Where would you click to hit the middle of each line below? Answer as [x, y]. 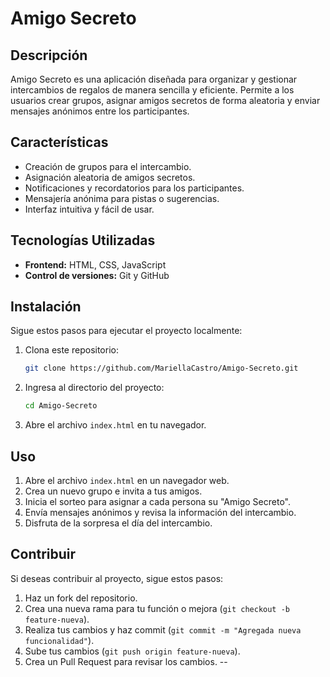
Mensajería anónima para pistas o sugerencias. [122, 198]
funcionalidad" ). [59, 640]
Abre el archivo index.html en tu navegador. [115, 425]
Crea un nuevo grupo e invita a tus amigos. [113, 491]
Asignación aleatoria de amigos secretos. [110, 177]
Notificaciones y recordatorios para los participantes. [134, 188]
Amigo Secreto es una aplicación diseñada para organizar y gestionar [154, 79]
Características [59, 142]
